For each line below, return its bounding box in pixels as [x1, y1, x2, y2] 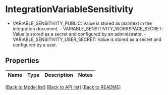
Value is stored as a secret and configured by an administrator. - [12, 31, 146, 37]
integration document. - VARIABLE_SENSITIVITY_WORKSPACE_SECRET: [12, 25, 163, 31]
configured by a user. [12, 41, 57, 47]
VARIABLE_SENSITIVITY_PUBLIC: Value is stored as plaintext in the [12, 20, 152, 26]
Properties [5, 57, 39, 65]
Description [44, 71, 73, 78]
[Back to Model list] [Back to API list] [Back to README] [5, 84, 121, 90]
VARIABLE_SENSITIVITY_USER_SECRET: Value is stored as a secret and [12, 36, 161, 42]
